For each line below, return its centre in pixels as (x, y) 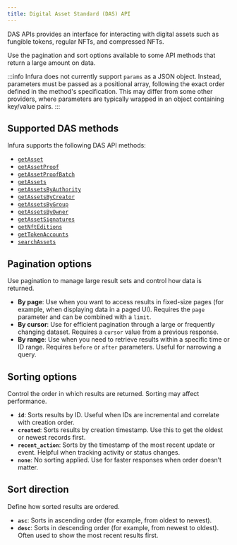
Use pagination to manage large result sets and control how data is (105, 281)
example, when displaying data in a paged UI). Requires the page (111, 310)
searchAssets (37, 242)
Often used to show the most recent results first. (88, 535)
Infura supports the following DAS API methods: (77, 145)
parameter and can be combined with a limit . (84, 317)
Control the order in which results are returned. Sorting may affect (103, 394)
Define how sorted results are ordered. (63, 506)
